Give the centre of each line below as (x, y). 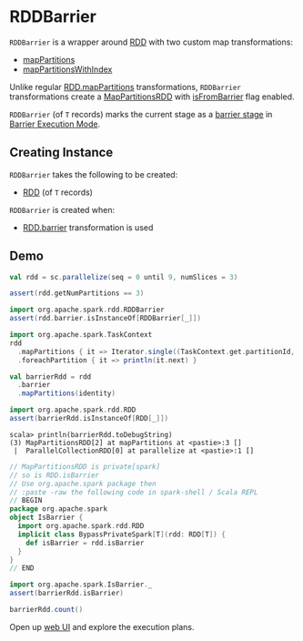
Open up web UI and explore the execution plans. (102, 626)
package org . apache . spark (58, 509)
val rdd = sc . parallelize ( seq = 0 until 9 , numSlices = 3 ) (124, 277)
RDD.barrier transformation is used (88, 227)
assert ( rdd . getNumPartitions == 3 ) (77, 293)
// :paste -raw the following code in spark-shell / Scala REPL (134, 492)
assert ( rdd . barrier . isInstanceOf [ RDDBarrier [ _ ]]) (106, 319)
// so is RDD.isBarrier (55, 475)
